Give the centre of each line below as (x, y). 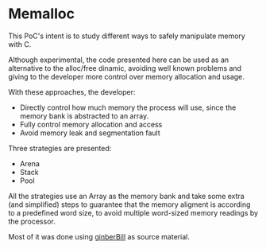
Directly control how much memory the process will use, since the (128, 107)
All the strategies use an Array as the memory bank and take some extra (126, 196)
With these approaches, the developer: (72, 91)
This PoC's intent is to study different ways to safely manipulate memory (127, 36)
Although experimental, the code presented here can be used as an (119, 60)
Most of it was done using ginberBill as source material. (99, 236)
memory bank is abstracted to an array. (84, 115)
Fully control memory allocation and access (91, 124)
